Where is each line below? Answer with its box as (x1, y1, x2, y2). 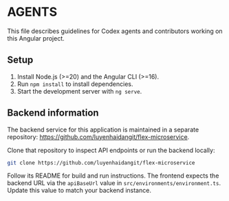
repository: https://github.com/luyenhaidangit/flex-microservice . (7, 132, 190, 141)
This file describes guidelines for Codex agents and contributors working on (7, 27, 223, 35)
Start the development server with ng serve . (17, 87, 142, 95)
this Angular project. (7, 34, 65, 42)
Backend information (7, 107, 99, 119)
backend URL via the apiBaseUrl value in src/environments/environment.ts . (7, 179, 221, 187)
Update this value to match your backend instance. (7, 187, 151, 195)
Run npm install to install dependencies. (17, 80, 133, 88)
